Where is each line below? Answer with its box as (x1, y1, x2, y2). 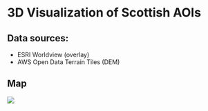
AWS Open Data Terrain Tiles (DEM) (17, 58, 120, 66)
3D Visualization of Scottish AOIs (7, 5, 202, 21)
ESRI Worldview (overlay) (17, 50, 90, 59)
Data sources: (7, 32, 69, 44)
